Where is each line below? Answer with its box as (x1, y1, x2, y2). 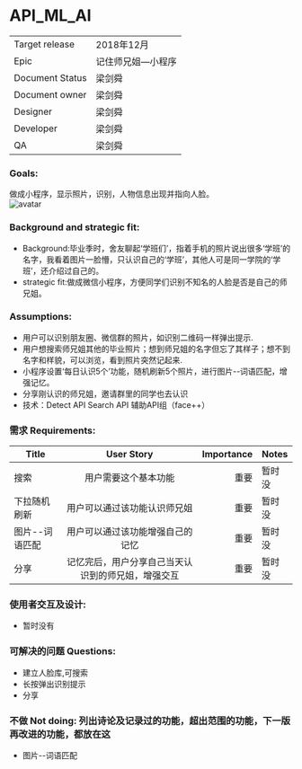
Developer (13, 122, 58, 135)
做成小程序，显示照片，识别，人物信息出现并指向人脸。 (9, 189, 214, 199)
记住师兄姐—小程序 (95, 55, 177, 67)
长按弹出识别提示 (22, 678, 86, 689)
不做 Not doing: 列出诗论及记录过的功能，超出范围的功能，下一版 (9, 714, 290, 727)
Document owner (13, 88, 87, 101)
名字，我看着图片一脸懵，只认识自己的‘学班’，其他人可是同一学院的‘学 (22, 253, 281, 265)
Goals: (9, 167, 39, 180)
